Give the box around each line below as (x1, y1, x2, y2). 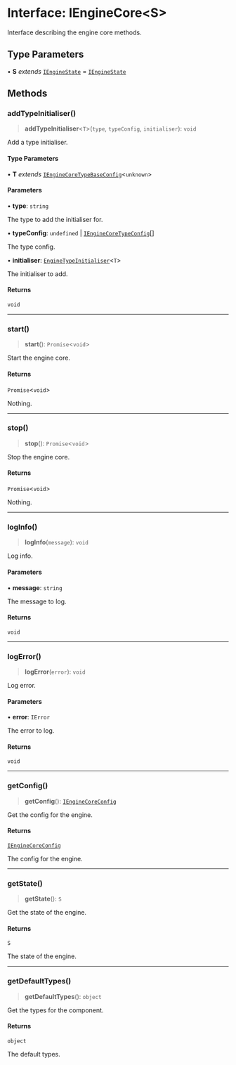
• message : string (7, 583, 63, 592)
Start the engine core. (7, 353, 70, 362)
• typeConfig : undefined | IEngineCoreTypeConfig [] (7, 228, 155, 237)
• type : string (7, 202, 49, 210)
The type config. (7, 242, 55, 251)
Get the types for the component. (7, 1006, 104, 1014)
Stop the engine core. (7, 452, 70, 461)
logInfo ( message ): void (24, 538, 89, 547)
